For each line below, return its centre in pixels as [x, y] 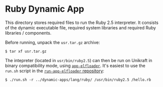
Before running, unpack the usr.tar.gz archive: [53, 42]
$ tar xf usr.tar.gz [26, 51]
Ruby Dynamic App [45, 9]
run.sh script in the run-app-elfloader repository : [55, 71]
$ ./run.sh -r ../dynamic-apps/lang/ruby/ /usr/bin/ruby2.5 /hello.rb [78, 80]
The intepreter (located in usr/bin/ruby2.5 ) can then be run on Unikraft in [79, 60]
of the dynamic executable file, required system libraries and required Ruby [81, 27]
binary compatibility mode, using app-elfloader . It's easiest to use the [75, 65]
